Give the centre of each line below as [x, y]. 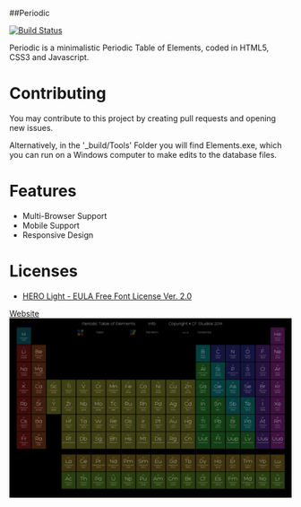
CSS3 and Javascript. [49, 57]
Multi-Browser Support [64, 215]
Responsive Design [58, 235]
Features [43, 191]
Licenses [44, 271]
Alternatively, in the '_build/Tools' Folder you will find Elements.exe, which [146, 145]
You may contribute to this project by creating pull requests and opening [142, 118]
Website [25, 313]
